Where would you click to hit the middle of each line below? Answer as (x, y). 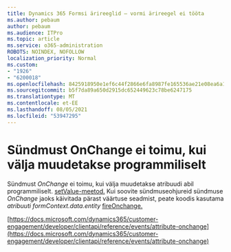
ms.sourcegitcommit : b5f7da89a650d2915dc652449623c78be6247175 (100, 90)
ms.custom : (23, 65)
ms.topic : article (33, 39)
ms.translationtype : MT (41, 97)
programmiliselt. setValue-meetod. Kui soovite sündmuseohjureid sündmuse (115, 191)
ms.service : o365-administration (55, 45)
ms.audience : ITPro (35, 33)
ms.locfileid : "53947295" (44, 116)
